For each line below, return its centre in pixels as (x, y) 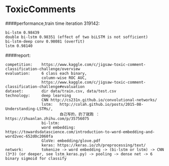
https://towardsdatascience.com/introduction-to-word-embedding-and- (80, 132)
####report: (18, 55)
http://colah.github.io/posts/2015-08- (101, 104)
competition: (19, 64)
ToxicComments (40, 9)
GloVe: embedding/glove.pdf (71, 141)
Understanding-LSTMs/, (29, 109)
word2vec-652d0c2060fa (29, 136)
